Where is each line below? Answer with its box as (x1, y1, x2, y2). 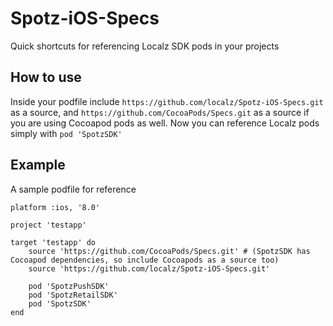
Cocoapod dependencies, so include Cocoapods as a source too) (10, 255, 280, 265)
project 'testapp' (10, 220, 87, 230)
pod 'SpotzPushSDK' (28, 281, 110, 291)
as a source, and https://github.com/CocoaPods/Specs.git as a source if (10, 106, 310, 118)
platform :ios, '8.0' (10, 202, 101, 212)
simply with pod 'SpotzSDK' (10, 127, 123, 139)
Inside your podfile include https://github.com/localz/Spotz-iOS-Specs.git (10, 95, 324, 107)
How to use (10, 69, 82, 86)
